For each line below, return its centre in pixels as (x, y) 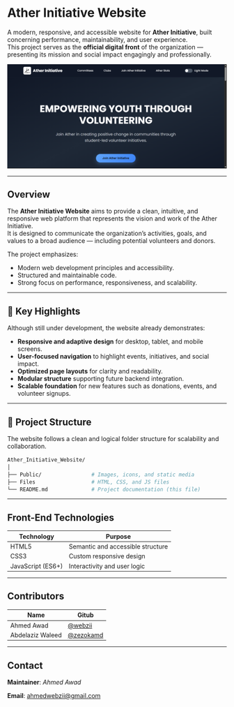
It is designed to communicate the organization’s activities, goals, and (107, 233)
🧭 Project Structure (49, 422)
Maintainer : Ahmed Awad (44, 683)
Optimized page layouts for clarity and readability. (90, 371)
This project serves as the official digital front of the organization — (105, 47)
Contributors (36, 596)
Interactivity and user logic (107, 566)
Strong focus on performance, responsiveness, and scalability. (107, 283)
